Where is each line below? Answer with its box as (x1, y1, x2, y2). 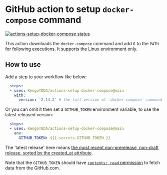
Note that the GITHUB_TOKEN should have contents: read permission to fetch (5, 159, 160, 165)
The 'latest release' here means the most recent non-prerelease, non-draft (5, 144, 159, 150)
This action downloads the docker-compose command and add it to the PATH (5, 40, 159, 46)
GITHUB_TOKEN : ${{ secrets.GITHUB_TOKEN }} (18, 135, 111, 140)
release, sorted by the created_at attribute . (5, 149, 93, 156)
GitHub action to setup (5, 4, 101, 15)
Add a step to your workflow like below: (5, 74, 87, 80)
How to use (5, 60, 41, 69)
